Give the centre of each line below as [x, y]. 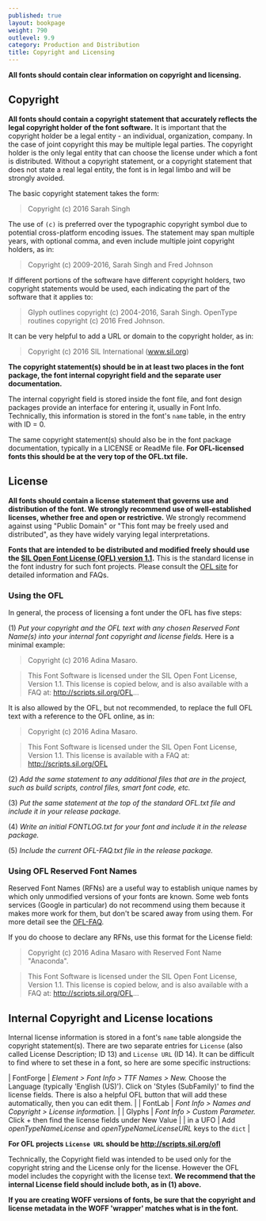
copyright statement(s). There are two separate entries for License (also [125, 1046]
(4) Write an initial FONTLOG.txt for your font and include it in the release [128, 826]
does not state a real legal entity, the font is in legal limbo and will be [120, 169]
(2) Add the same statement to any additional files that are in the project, [127, 779]
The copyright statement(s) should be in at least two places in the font [126, 366]
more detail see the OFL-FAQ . [56, 922]
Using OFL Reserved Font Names [72, 871]
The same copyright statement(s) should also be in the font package [120, 439]
